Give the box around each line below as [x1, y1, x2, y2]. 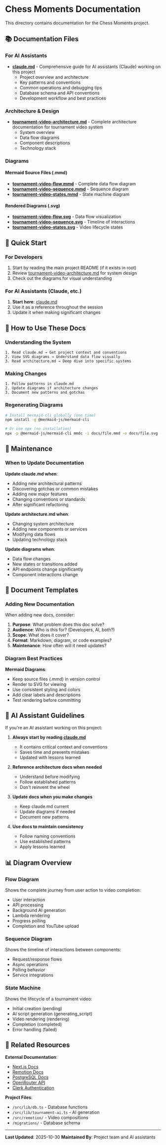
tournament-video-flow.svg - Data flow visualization [12, 214, 122, 220]
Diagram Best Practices [5, 655, 63, 662]
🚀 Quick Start [5, 239, 47, 247]
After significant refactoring [12, 501, 69, 507]
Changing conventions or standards [12, 496, 85, 502]
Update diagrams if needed [19, 808, 76, 814]
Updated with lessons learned [19, 754, 81, 760]
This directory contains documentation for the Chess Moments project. [5, 20, 150, 26]
